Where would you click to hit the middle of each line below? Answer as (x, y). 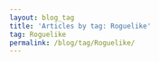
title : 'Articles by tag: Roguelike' (80, 26)
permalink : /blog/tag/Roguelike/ (72, 43)
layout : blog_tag (42, 17)
